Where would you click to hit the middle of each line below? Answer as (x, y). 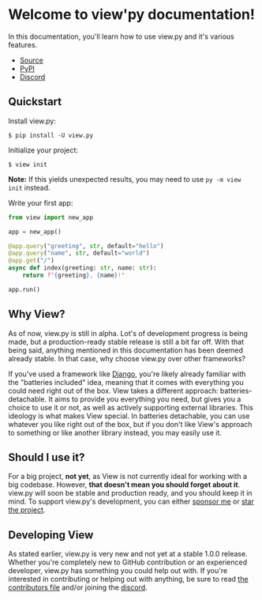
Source (31, 60)
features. (23, 44)
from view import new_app (51, 217)
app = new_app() (35, 232)
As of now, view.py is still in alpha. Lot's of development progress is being (128, 333)
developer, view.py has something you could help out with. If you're (118, 571)
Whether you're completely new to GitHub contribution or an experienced (128, 562)
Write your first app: (41, 202)
